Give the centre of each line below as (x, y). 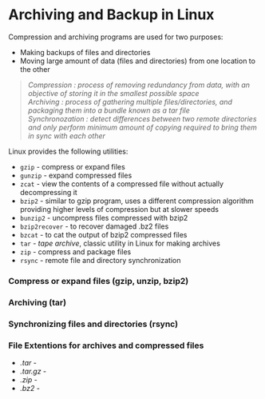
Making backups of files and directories (85, 52)
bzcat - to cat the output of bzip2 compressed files (103, 234)
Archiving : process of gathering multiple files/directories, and (130, 102)
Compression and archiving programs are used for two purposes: (116, 37)
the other (35, 69)
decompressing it (48, 192)
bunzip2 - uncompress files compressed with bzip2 (104, 217)
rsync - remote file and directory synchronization (100, 260)
